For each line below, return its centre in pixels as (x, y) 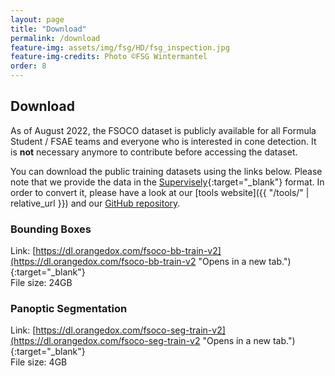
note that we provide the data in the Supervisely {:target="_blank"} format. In (167, 182)
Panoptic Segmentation (69, 309)
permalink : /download (55, 38)
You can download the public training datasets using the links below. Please (166, 171)
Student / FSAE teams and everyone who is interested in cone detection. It (163, 141)
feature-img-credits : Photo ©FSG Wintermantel (109, 57)
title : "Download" (48, 29)
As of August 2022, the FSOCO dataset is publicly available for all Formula (163, 130)
